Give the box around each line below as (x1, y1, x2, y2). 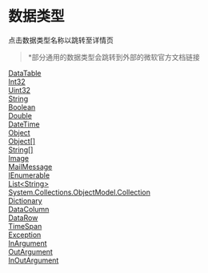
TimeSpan (8, 221, 42, 231)
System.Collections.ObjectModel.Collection (8, 187, 150, 197)
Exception (8, 230, 42, 239)
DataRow (8, 213, 38, 223)
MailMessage (8, 162, 53, 171)
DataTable (8, 68, 42, 78)
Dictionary (8, 195, 42, 205)
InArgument (8, 238, 47, 248)
